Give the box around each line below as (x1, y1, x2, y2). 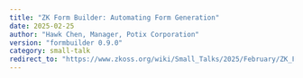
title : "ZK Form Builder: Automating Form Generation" (9, 13, 220, 22)
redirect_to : (9, 55, 59, 64)
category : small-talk (9, 47, 91, 56)
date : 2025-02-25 (9, 22, 75, 30)
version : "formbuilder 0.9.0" (9, 38, 124, 48)
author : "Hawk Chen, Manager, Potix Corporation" (9, 30, 200, 39)
